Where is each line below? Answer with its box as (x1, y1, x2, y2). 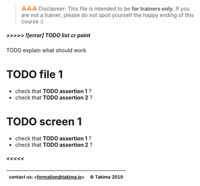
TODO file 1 (6, 68, 63, 82)
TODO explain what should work (6, 46, 87, 53)
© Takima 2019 (90, 174, 123, 181)
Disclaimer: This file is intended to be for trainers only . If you (38, 5, 190, 12)
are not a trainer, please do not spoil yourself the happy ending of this (20, 11, 195, 19)
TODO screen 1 (6, 115, 83, 128)
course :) (20, 18, 44, 25)
